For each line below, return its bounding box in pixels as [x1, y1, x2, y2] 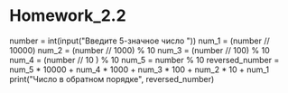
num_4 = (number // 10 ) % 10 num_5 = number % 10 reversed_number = [9, 54, 280, 65]
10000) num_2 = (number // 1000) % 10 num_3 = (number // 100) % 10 [9, 44, 271, 55]
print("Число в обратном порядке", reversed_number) [9, 73, 215, 84]
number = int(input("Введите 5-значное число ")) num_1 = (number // [9, 35, 270, 46]
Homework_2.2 [9, 5, 126, 26]
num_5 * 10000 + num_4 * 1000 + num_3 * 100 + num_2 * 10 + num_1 [9, 64, 269, 75]
